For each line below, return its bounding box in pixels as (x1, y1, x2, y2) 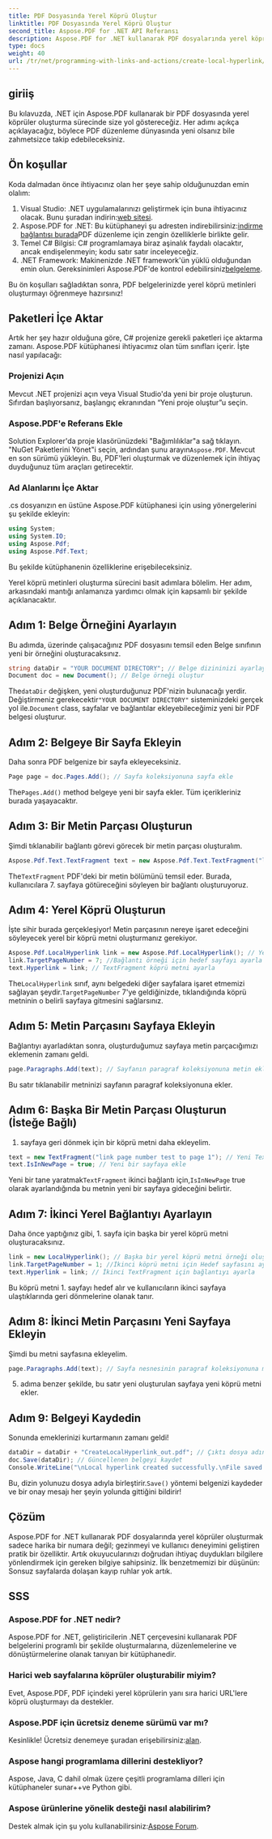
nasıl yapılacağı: (8, 350, 62, 360)
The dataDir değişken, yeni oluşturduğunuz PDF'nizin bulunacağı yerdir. (8, 686, 247, 696)
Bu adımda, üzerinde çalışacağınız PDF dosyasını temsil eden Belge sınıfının (8, 640, 261, 649)
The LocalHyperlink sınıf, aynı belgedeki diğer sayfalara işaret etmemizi (8, 979, 245, 989)
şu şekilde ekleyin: (8, 509, 70, 519)
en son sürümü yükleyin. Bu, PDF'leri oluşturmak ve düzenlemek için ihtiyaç (8, 453, 261, 462)
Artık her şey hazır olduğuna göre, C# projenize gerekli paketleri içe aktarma (8, 333, 263, 343)
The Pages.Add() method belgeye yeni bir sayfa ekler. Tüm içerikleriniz (8, 787, 241, 797)
